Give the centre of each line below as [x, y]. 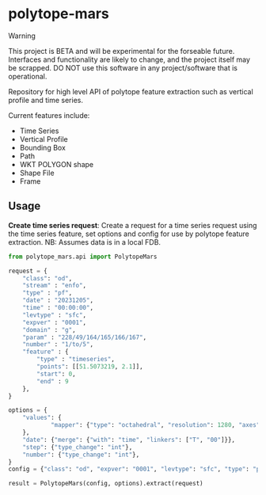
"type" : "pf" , [47, 293]
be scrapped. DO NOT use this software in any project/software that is [123, 67]
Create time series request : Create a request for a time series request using [133, 225]
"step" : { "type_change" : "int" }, [78, 447]
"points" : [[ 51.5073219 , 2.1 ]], [90, 367]
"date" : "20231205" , [58, 301]
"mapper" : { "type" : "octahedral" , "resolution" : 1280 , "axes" [155, 425]
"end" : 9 [53, 381]
